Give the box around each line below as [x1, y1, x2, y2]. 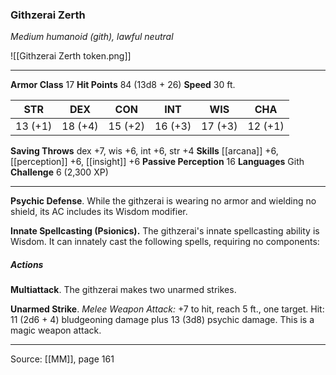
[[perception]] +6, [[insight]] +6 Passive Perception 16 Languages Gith [10, 156, 305, 168]
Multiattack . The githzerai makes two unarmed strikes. [10, 284, 237, 296]
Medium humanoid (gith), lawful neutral [10, 31, 174, 43]
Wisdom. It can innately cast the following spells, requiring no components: [10, 236, 320, 248]
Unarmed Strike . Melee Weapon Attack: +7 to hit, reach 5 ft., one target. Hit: [10, 303, 325, 315]
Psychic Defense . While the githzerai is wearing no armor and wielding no [10, 195, 317, 207]
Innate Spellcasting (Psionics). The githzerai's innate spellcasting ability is [10, 225, 320, 237]
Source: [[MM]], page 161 [10, 353, 115, 365]
